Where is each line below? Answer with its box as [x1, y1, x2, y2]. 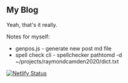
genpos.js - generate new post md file [15, 45, 112, 52]
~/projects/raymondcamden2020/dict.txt [15, 57, 119, 65]
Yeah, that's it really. [6, 21, 58, 28]
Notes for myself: [6, 33, 50, 40]
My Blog [6, 5, 39, 15]
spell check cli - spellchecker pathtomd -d [15, 51, 122, 59]
